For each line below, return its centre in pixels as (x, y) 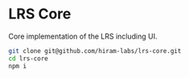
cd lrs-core (28, 58)
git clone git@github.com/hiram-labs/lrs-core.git (95, 51)
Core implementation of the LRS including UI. (83, 36)
